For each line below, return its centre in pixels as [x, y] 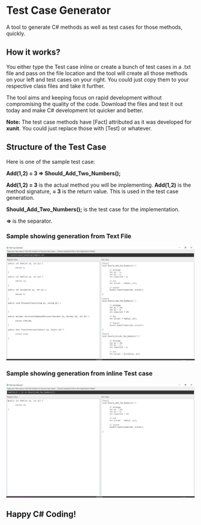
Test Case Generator [59, 10]
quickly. [16, 33]
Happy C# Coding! [41, 514]
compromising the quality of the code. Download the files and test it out [95, 104]
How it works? [33, 52]
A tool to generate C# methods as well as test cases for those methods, [95, 27]
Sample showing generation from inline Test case [80, 374]
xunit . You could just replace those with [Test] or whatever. [79, 128]
